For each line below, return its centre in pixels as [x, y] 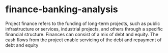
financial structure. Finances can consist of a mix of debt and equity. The [82, 34]
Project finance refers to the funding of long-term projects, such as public [83, 23]
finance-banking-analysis [62, 9]
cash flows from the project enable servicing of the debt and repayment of [83, 40]
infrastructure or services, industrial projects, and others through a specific [84, 29]
